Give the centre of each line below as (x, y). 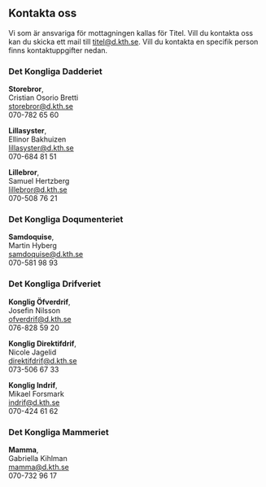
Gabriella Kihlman (38, 458)
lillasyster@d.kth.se (41, 148)
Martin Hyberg (33, 246)
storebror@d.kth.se (41, 107)
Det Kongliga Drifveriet (55, 284)
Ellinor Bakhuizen (37, 139)
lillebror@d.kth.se (38, 189)
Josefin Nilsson (35, 310)
